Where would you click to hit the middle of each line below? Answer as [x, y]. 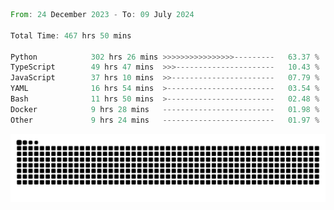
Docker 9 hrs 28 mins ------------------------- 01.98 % [165, 109]
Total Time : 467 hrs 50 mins [71, 35]
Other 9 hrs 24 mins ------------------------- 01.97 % [165, 120]
